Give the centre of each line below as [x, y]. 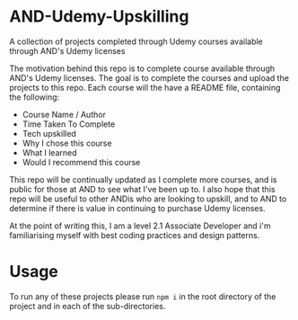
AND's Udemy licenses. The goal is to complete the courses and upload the [149, 77]
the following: [35, 97]
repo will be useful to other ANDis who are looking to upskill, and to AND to [148, 199]
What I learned [49, 152]
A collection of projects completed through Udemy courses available [136, 41]
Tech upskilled [49, 133]
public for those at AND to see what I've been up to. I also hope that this [142, 189]
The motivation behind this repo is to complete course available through [142, 68]
